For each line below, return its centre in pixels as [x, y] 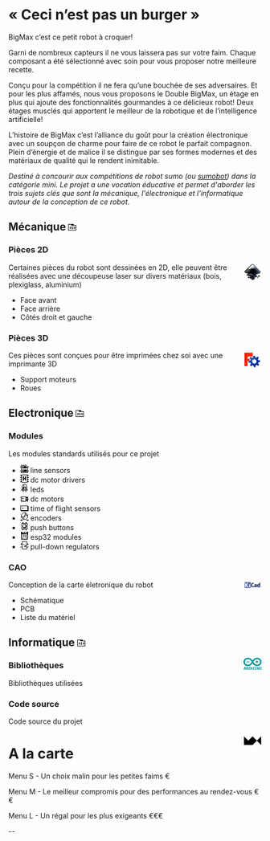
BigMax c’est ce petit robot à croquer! [71, 37]
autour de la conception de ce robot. [69, 202]
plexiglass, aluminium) [45, 284]
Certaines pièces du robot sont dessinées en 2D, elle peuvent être [118, 267]
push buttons [52, 527]
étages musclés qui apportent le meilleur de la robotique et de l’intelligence [133, 111]
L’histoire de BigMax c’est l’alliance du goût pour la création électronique [128, 135]
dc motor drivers [58, 480]
